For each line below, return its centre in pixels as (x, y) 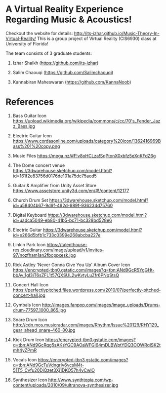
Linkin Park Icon (29, 244)
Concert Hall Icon (31, 284)
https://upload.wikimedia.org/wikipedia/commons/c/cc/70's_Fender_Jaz (86, 121)
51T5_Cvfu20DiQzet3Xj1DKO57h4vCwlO (54, 370)
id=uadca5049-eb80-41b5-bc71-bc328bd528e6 (62, 220)
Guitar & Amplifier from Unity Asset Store (55, 185)
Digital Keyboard (30, 215)
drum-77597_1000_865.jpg (39, 310)
